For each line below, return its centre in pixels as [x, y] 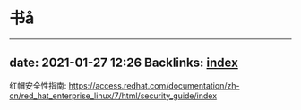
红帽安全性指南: [38, 85]
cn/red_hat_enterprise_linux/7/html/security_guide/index [113, 96]
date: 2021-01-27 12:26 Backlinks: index [124, 63]
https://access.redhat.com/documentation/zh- [154, 85]
